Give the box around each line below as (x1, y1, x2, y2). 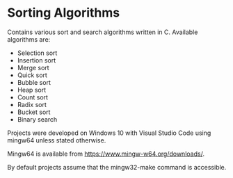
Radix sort (17, 100, 47, 108)
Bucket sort (17, 108, 51, 116)
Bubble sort (17, 78, 51, 86)
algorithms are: (7, 35, 51, 43)
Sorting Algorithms (7, 5, 120, 21)
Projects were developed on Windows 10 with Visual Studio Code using (7, 129, 211, 137)
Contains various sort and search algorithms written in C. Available (7, 28, 198, 36)
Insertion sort (17, 56, 56, 64)
